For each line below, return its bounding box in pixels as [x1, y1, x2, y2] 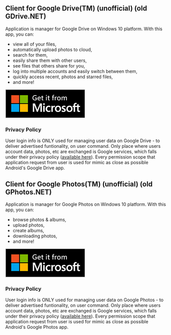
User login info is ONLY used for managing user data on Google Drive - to [5, 138, 160, 144]
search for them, [12, 52, 48, 58]
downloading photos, [12, 233, 58, 239]
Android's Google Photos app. [5, 324, 69, 330]
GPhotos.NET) [5, 188, 52, 196]
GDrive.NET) [5, 12, 46, 21]
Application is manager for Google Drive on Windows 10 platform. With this [5, 26, 162, 32]
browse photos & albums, [12, 216, 66, 222]
